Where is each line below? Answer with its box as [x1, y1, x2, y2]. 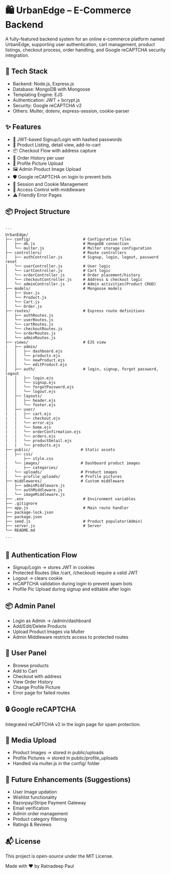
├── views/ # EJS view [5, 340, 106, 345]
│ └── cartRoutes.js [5, 322, 54, 327]
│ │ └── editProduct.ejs [5, 362, 67, 367]
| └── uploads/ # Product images [5, 470, 117, 475]
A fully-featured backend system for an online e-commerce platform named [5, 36, 165, 42]
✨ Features [5, 123, 41, 132]
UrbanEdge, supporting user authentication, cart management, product [5, 41, 155, 47]
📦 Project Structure [5, 207, 70, 216]
